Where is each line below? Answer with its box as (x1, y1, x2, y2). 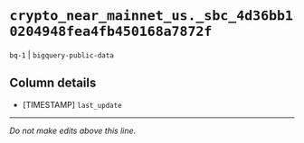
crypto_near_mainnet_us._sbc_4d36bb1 (9, 7, 294, 24)
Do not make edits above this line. (9, 125, 137, 136)
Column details (9, 76, 97, 91)
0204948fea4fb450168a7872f (9, 23, 213, 40)
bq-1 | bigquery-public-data (9, 49, 115, 60)
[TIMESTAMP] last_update (22, 99, 122, 110)
